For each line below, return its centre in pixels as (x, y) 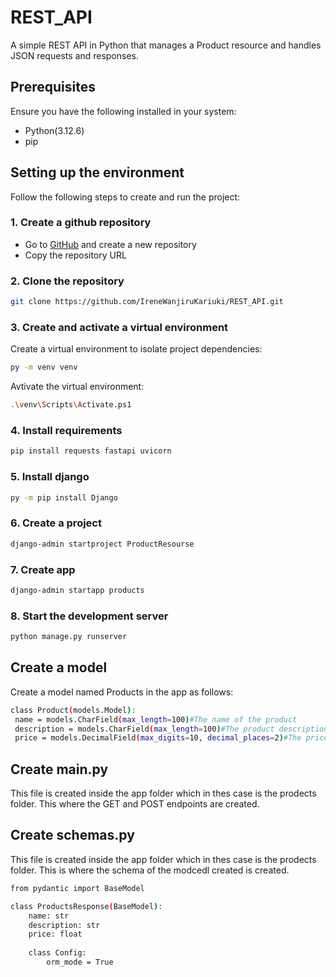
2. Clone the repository (67, 281)
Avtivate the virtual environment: (77, 387)
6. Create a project (56, 523)
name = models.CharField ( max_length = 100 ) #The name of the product (156, 719)
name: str (49, 916)
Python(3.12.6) (54, 130)
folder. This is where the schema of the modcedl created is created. (150, 870)
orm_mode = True (80, 962)
